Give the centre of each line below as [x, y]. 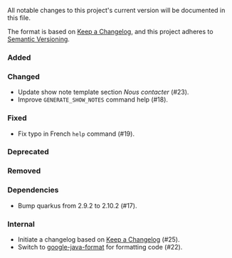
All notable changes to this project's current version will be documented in [116, 10]
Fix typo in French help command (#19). [76, 134]
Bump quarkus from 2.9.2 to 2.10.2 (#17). [77, 205]
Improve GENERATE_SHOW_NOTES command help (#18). [93, 100]
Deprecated [28, 152]
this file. [19, 18]
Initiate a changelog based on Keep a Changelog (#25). [99, 239]
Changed [24, 76]
